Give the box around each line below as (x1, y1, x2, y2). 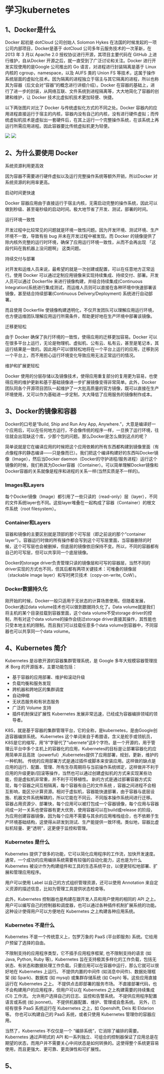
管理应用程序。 (13, 869, 44, 875)
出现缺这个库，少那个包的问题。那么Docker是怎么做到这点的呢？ (18, 433, 148, 439)
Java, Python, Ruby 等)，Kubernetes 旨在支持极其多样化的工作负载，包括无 (5, 956, 157, 962)
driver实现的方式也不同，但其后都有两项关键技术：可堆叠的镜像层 (5, 566, 137, 572)
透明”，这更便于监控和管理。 (32, 825, 90, 831)
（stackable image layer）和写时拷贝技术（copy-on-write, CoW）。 (5, 572, 139, 578)
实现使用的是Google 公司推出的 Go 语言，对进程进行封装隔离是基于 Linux (9, 64, 157, 69)
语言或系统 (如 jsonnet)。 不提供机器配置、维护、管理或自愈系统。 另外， (5, 999, 152, 1005)
